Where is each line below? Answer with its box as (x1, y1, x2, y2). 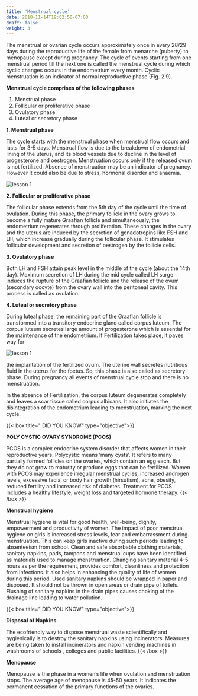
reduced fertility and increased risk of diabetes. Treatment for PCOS (6, 483, 173, 490)
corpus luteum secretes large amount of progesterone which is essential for (6, 326, 191, 333)
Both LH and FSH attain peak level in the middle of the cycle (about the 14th (6, 265, 190, 272)
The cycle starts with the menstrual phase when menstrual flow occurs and (6, 138, 190, 145)
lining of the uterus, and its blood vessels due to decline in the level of (6, 151, 177, 158)
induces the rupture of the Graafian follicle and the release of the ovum (6, 277, 179, 285)
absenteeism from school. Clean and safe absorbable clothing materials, (6, 544, 183, 551)
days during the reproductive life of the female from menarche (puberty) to (6, 48, 189, 55)
